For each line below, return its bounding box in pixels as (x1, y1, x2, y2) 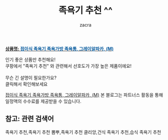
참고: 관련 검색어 (5, 115, 54, 123)
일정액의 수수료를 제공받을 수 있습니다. (5, 98, 81, 104)
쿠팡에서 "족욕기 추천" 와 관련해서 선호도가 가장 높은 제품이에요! (5, 63, 132, 69)
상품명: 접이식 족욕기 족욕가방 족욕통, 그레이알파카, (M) (5, 45, 114, 51)
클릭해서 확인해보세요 (5, 81, 48, 87)
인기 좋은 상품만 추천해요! (5, 57, 56, 63)
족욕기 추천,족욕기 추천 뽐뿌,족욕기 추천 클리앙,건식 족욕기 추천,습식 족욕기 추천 (5, 129, 161, 135)
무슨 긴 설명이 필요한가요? (5, 74, 57, 80)
